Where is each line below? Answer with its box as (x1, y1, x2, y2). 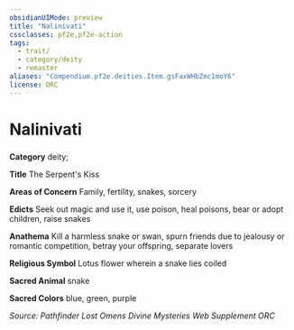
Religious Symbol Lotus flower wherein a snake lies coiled (9, 258, 227, 269)
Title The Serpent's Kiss (9, 169, 100, 179)
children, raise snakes (9, 213, 91, 224)
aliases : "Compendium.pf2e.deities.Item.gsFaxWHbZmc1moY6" (9, 72, 236, 81)
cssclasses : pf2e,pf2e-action (9, 30, 124, 39)
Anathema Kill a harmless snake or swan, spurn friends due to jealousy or (9, 231, 286, 242)
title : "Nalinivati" (9, 22, 87, 31)
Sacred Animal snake (9, 275, 90, 286)
